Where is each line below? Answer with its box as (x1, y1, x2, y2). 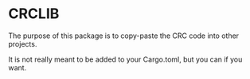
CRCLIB (8, 5, 60, 23)
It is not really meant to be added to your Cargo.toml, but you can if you (8, 55, 243, 64)
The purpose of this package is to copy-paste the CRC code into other (8, 31, 240, 40)
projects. (8, 39, 37, 48)
